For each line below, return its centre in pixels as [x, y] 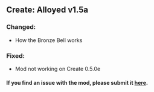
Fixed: [16, 55]
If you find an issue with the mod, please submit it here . [77, 82]
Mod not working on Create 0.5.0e [58, 69]
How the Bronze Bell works [49, 40]
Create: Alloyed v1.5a [47, 10]
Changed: [21, 27]
